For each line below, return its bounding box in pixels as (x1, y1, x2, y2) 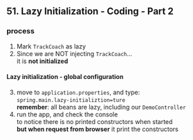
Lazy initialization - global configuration (6, 73, 124, 81)
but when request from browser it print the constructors (16, 125, 179, 133)
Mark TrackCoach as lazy (16, 42, 86, 51)
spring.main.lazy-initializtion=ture (16, 96, 126, 103)
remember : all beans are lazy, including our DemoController (16, 103, 186, 111)
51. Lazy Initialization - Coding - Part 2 (6, 6, 174, 17)
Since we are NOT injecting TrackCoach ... (16, 49, 133, 58)
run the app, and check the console (16, 110, 118, 119)
